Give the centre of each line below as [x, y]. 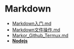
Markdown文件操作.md [36, 30]
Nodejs [20, 40]
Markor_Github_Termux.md [40, 35]
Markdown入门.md [32, 23]
